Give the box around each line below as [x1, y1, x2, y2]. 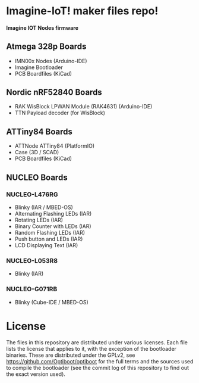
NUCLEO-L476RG [6, 190, 58, 198]
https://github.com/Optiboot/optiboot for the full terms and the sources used [6, 358, 194, 365]
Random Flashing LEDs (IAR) [14, 229, 85, 236]
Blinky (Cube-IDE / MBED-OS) [14, 298, 89, 306]
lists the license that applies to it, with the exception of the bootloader [6, 345, 177, 353]
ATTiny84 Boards [6, 126, 72, 136]
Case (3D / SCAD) [14, 149, 59, 156]
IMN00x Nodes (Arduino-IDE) [14, 57, 87, 64]
